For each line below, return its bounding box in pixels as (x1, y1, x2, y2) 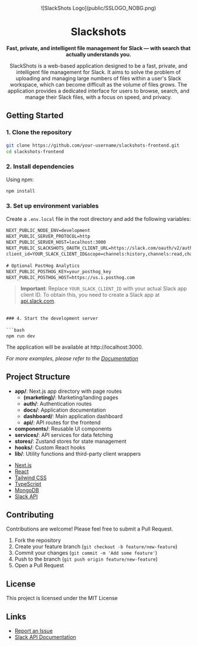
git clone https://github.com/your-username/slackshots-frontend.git (6, 143, 180, 148)
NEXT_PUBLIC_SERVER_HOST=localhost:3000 (6, 239, 107, 245)
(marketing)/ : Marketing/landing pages (23, 393, 118, 401)
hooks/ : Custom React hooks (14, 443, 86, 451)
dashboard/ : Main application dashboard (23, 412, 123, 419)
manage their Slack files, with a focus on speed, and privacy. (25, 93, 172, 101)
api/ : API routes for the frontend (23, 419, 101, 426)
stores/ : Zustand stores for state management (14, 438, 127, 445)
